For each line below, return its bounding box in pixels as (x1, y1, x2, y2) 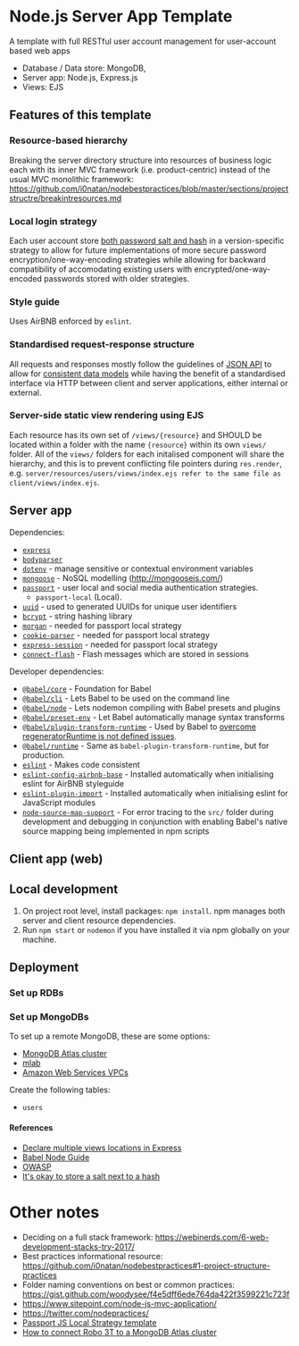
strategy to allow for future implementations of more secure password (9, 244, 267, 256)
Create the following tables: (9, 1084, 111, 1096)
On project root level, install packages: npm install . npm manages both (21, 905, 286, 916)
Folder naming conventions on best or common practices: (21, 1279, 235, 1290)
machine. (21, 934, 57, 945)
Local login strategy (9, 215, 98, 227)
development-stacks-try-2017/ (21, 1241, 136, 1252)
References (9, 1123, 54, 1133)
